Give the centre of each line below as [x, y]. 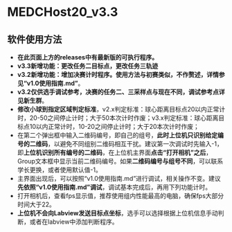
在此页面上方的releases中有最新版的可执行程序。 [87, 57]
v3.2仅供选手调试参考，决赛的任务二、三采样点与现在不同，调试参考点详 [121, 92]
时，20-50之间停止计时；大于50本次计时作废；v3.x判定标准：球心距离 [118, 118]
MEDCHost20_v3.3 [63, 12]
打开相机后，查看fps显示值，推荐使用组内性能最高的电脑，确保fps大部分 [121, 196]
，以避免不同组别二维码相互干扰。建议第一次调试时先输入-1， [135, 144]
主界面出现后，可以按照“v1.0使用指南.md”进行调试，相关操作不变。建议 [119, 178]
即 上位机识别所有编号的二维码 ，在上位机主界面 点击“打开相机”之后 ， [115, 152]
